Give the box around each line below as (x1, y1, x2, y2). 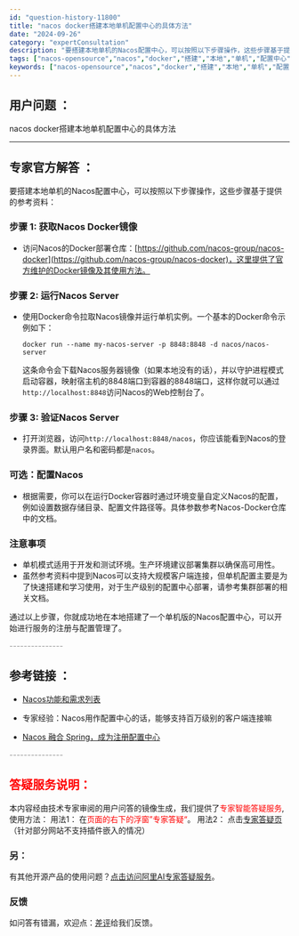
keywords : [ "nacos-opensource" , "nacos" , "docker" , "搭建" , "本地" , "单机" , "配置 (9, 63, 290, 72)
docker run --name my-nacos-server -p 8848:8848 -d (21, 340, 218, 350)
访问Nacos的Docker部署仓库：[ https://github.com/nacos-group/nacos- (21, 242, 285, 254)
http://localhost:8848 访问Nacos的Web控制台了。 (21, 387, 209, 398)
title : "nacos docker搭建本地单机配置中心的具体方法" (9, 21, 193, 30)
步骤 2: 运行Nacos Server (9, 289, 119, 302)
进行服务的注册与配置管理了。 (16, 622, 126, 633)
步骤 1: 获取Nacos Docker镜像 (9, 221, 138, 233)
